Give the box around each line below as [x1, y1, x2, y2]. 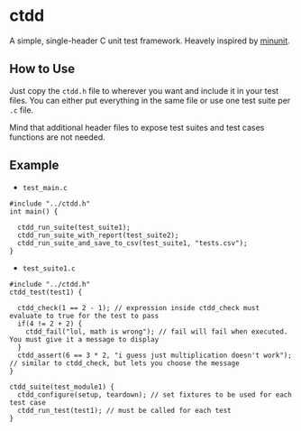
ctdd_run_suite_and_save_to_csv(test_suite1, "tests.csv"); [17, 238, 248, 248]
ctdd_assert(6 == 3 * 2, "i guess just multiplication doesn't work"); [17, 351, 293, 360]
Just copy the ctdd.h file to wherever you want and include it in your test [9, 85, 279, 96]
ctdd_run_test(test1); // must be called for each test [17, 406, 232, 415]
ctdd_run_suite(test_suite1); [17, 223, 131, 232]
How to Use [9, 61, 76, 77]
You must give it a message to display [9, 335, 160, 344]
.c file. [9, 105, 34, 115]
